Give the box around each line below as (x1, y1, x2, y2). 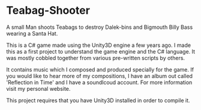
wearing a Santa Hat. (6, 29, 58, 37)
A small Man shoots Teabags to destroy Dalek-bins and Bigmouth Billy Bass (6, 23, 193, 31)
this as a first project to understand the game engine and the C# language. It (6, 47, 196, 55)
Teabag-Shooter (6, 4, 90, 17)
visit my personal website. (6, 85, 71, 92)
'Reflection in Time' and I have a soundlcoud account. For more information (6, 79, 193, 86)
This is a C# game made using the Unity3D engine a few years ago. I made (6, 41, 191, 49)
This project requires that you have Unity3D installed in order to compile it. (6, 97, 190, 104)
